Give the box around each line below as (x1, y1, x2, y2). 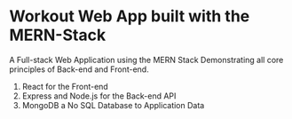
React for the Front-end (21, 81, 108, 91)
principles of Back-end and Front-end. (9, 64, 149, 75)
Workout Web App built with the (9, 6, 250, 27)
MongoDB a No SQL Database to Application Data (21, 99, 205, 110)
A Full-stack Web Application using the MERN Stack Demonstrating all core (9, 54, 284, 65)
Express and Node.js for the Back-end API (21, 91, 177, 101)
